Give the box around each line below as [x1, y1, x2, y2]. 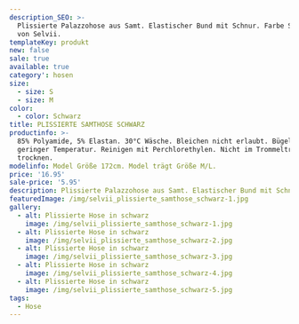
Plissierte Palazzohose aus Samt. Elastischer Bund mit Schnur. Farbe [17, 21, 285, 30]
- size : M [17, 95, 53, 105]
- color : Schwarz [17, 112, 82, 121]
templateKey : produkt [9, 37, 90, 47]
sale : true [9, 54, 50, 63]
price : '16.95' [9, 170, 66, 178]
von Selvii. [17, 29, 62, 38]
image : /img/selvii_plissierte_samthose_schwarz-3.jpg [25, 252, 233, 262]
